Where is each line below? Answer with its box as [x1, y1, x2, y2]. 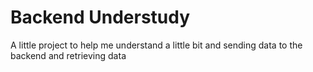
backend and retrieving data [10, 49, 127, 61]
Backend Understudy [10, 6, 191, 29]
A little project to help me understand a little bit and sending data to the [10, 39, 303, 51]
